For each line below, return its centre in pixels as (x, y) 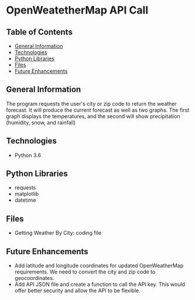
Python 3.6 (28, 155)
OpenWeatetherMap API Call (77, 10)
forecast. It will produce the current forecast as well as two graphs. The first (98, 110)
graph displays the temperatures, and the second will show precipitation (93, 116)
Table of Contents (40, 32)
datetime (25, 200)
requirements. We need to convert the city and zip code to (85, 272)
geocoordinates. (34, 278)
